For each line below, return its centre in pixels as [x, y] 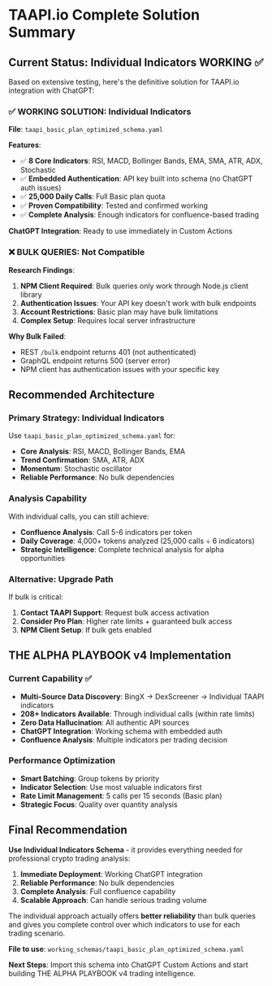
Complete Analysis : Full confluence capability [98, 891]
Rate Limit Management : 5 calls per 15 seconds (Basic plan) [121, 795]
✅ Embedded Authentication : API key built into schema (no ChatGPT [136, 179]
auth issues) [41, 188]
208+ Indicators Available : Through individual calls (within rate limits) [138, 713]
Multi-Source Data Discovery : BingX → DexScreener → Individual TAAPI [142, 696]
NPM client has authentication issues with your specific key [120, 369]
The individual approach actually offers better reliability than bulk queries [132, 916]
